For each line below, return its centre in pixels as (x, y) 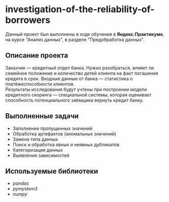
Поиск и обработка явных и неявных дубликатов (66, 144)
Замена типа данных (35, 139)
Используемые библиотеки (52, 171)
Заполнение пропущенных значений (52, 128)
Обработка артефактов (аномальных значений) (64, 133)
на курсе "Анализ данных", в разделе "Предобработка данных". (75, 40)
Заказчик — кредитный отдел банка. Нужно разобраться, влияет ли (80, 68)
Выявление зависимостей (41, 155)
